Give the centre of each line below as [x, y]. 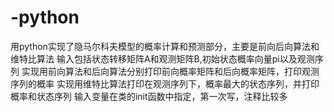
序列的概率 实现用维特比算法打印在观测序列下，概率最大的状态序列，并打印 [165, 83]
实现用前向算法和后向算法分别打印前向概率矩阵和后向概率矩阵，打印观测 [170, 71]
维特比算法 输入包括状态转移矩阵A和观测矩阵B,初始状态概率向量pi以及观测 [162, 58]
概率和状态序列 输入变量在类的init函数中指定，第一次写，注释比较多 [149, 96]
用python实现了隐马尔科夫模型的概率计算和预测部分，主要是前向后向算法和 [165, 46]
